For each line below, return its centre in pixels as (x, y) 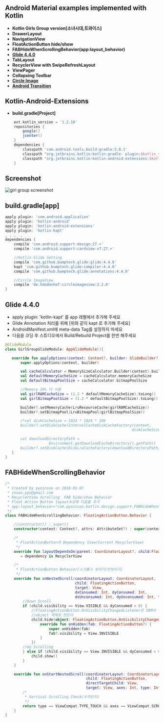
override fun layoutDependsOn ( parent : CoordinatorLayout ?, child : (83, 551)
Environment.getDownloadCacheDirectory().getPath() (102, 443)
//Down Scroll (37, 601)
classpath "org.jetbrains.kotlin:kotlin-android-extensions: (86, 158)
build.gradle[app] (32, 206)
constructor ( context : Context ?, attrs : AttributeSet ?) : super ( (81, 529)
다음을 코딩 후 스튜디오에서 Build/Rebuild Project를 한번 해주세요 (74, 335)
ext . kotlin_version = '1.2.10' (46, 122)
